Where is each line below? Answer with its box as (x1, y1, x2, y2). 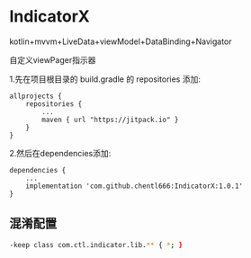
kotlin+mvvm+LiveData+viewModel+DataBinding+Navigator (9, 36, 232, 47)
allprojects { (9, 92, 63, 101)
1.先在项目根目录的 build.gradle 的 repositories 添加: (9, 74, 201, 85)
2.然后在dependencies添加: (9, 147, 112, 158)
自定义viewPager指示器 (9, 54, 96, 65)
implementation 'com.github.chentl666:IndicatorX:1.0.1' (25, 182, 244, 191)
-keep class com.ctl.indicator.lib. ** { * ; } (9, 240, 183, 249)
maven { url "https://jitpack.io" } (41, 115, 179, 124)
